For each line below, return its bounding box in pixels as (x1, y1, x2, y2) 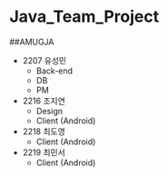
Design (35, 105, 64, 116)
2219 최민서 (22, 147, 65, 158)
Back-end (35, 65, 74, 76)
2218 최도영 (22, 125, 65, 137)
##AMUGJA (9, 36, 54, 47)
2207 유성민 (22, 54, 66, 65)
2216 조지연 (22, 95, 65, 106)
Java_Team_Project (9, 6, 160, 27)
